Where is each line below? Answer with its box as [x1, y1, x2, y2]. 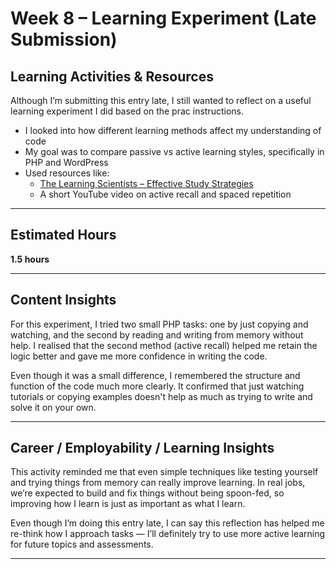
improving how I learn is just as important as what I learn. [10, 498, 246, 510]
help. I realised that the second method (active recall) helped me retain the [10, 339, 318, 351]
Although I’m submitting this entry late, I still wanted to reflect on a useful [10, 95, 312, 106]
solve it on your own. [10, 401, 97, 413]
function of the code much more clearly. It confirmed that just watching [10, 380, 305, 392]
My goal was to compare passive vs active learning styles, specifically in [24, 146, 325, 157]
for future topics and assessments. [10, 538, 154, 551]
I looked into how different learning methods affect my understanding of [24, 125, 322, 136]
